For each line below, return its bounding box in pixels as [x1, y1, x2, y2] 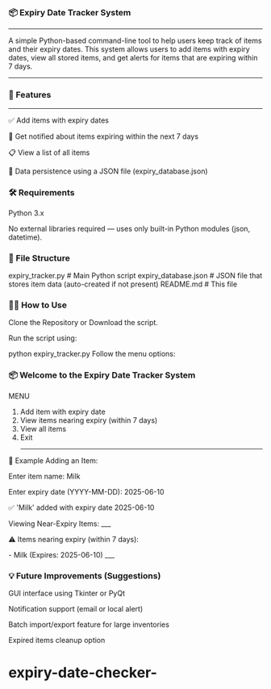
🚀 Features [8, 90, 52, 101]
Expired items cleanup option [8, 636, 106, 645]
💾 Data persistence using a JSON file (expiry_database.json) [8, 166, 208, 176]
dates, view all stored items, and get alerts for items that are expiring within [8, 53, 258, 63]
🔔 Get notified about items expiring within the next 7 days [8, 132, 199, 141]
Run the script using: [8, 333, 77, 343]
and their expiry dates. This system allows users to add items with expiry [8, 44, 250, 54]
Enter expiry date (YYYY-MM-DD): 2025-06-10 [8, 486, 165, 496]
